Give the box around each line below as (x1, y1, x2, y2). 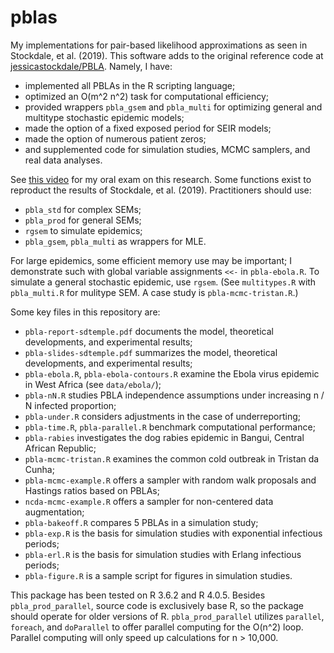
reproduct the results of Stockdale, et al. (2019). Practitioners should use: (10, 184, 312, 196)
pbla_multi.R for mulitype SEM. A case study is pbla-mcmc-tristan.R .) (10, 286, 299, 298)
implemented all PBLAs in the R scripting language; (24, 79, 236, 91)
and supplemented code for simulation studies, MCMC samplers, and (24, 143, 311, 155)
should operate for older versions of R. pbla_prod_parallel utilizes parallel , (10, 610, 325, 622)
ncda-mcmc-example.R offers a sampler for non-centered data (24, 495, 274, 507)
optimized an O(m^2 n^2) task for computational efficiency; (24, 90, 270, 102)
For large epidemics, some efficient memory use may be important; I (10, 254, 292, 266)
